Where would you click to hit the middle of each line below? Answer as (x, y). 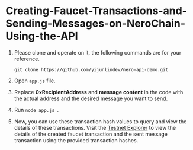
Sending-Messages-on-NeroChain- (96, 23)
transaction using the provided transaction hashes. (76, 140)
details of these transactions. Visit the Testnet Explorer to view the (95, 127)
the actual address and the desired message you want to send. (91, 98)
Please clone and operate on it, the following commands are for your (98, 52)
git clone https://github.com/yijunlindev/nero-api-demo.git (91, 69)
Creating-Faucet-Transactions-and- (96, 11)
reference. (27, 59)
